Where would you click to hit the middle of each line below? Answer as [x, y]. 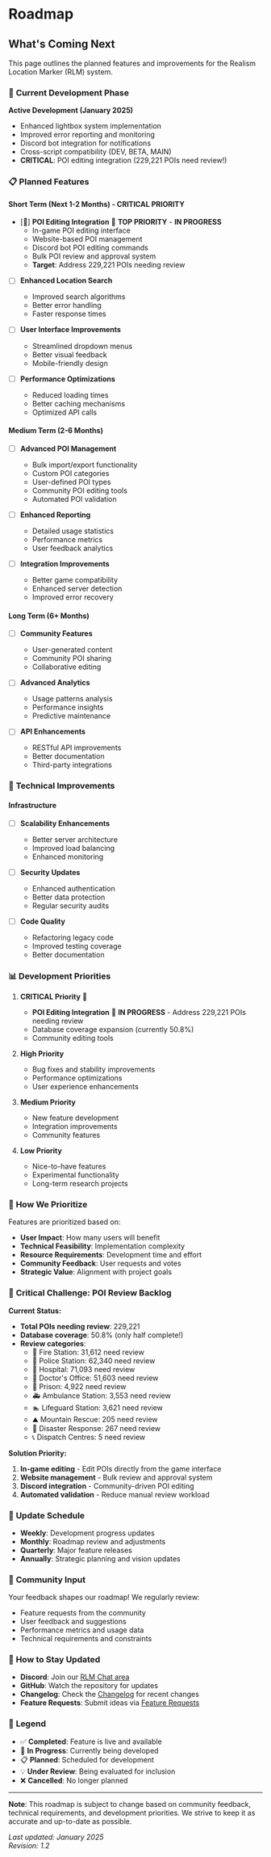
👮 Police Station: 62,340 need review [94, 1360]
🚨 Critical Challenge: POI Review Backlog [90, 1293]
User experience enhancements [85, 1086]
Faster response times [69, 314]
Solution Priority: [38, 1453]
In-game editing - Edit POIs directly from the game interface [121, 1468]
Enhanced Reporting [55, 515]
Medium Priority [48, 1102]
